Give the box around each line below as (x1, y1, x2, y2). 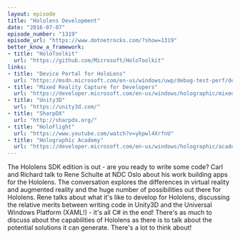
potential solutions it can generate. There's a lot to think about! (7, 223, 192, 232)
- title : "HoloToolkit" (7, 51, 79, 58)
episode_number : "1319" (7, 30, 79, 38)
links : (7, 63, 27, 71)
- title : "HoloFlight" (7, 123, 75, 131)
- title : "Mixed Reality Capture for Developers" (7, 83, 159, 91)
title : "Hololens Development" (7, 17, 101, 24)
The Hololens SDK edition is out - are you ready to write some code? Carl (7, 163, 224, 171)
